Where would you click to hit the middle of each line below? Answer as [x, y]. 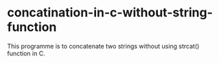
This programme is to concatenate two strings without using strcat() [103, 46]
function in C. [26, 53]
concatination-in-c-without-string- [110, 13]
